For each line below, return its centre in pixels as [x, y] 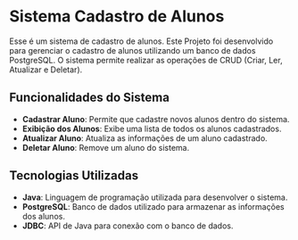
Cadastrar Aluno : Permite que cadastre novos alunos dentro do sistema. [156, 119]
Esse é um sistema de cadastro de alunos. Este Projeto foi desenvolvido [141, 41]
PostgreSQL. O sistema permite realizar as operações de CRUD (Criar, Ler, [146, 60]
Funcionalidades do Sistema [89, 98]
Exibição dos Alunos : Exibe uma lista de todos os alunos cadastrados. [152, 128]
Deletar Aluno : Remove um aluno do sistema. [106, 147]
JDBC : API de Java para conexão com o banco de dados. [128, 226]
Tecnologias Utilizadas [74, 176]
